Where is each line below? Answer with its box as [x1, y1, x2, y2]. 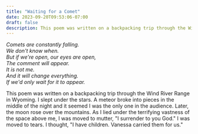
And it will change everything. [6, 72, 78, 79]
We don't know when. [6, 48, 59, 55]
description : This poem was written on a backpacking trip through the [6, 25, 186, 31]
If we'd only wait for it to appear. [6, 79, 85, 86]
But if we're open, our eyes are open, [6, 53, 96, 61]
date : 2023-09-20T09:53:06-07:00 [6, 14, 88, 20]
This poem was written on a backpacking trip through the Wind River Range [6, 90, 190, 97]
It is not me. [6, 66, 35, 73]
